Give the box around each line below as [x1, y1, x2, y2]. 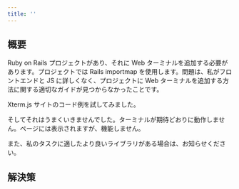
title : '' [7, 10, 37, 18]
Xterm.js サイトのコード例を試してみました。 [7, 100, 141, 109]
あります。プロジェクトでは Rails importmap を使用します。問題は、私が [7, 67, 220, 76]
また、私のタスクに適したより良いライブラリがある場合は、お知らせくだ [7, 139, 220, 148]
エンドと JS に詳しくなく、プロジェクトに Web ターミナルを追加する [19, 76, 223, 85]
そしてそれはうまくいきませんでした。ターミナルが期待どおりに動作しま [7, 115, 219, 124]
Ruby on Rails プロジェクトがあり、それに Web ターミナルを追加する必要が [7, 58, 228, 67]
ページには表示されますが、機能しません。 [19, 124, 145, 133]
